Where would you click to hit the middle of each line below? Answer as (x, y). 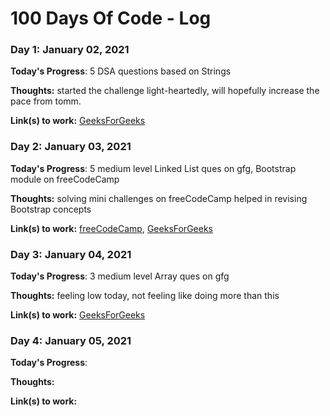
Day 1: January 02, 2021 (70, 50)
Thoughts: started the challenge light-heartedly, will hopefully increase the (165, 91)
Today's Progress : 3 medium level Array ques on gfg (120, 276)
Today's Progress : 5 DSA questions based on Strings (121, 71)
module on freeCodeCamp (65, 179)
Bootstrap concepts (51, 209)
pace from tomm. (46, 101)
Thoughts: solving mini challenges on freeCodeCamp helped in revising (159, 198)
